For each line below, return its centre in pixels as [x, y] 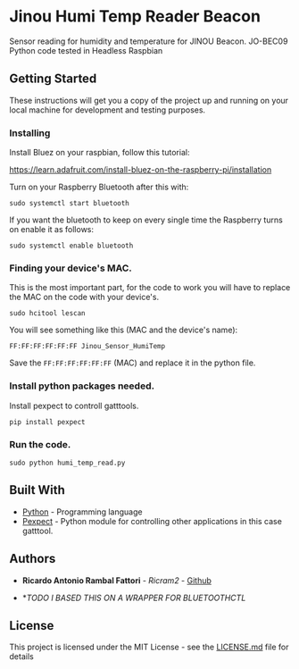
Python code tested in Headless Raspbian [86, 50]
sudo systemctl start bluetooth [69, 204]
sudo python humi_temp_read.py [67, 463]
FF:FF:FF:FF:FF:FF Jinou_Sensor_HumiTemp [87, 347]
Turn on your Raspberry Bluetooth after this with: [99, 187]
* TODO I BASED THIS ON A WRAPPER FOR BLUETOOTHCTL [134, 598]
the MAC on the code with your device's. [84, 297]
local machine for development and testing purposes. [108, 110]
